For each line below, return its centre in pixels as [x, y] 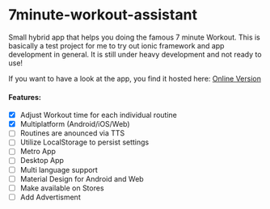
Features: [25, 97]
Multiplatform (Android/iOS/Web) [75, 124]
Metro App [38, 152]
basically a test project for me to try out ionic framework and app [116, 45]
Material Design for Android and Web [82, 178]
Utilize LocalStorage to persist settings [84, 142]
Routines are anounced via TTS [72, 133]
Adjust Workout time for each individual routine [99, 115]
